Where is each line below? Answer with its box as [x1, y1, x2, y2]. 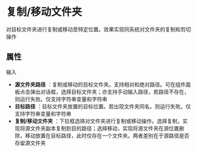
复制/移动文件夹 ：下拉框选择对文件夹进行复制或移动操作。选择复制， [14, 118, 183, 125]
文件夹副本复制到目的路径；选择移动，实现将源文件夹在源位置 [30, 125, 179, 132]
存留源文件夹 [14, 139, 46, 146]
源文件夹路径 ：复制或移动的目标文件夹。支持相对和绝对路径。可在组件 [14, 81, 186, 88]
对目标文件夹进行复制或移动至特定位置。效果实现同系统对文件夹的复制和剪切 [6, 26, 191, 33]
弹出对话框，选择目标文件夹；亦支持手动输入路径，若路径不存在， [30, 88, 189, 95]
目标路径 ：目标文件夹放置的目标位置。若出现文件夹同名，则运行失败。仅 [14, 103, 191, 110]
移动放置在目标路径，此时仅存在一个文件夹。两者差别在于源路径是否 [25, 132, 189, 139]
